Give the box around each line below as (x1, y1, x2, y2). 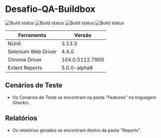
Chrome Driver (7, 56, 42, 63)
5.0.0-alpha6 (61, 64, 93, 71)
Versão (74, 31, 92, 38)
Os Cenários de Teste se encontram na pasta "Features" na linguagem (12, 94, 157, 100)
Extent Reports (7, 64, 42, 71)
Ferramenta (18, 31, 46, 38)
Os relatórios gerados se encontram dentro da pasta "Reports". (12, 127, 142, 133)
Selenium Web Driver (7, 48, 57, 55)
